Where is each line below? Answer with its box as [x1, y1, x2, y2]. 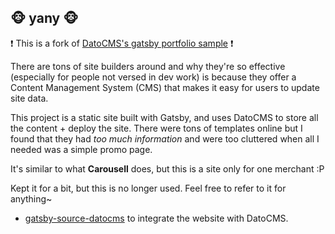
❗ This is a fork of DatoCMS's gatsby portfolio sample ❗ [10, 37, 234, 49]
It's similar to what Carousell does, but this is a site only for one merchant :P [10, 162, 325, 175]
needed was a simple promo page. [10, 143, 153, 155]
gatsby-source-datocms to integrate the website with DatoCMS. [24, 212, 289, 224]
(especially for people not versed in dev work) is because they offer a [10, 71, 297, 83]
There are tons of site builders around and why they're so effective [10, 60, 286, 72]
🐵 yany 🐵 [10, 10, 79, 27]
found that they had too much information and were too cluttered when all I [10, 132, 320, 145]
